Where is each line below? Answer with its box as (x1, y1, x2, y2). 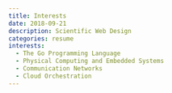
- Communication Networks (15, 65, 103, 73)
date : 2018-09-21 (8, 19, 67, 27)
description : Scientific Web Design (8, 27, 132, 35)
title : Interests (8, 11, 67, 20)
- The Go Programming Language (15, 49, 121, 57)
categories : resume (8, 34, 74, 43)
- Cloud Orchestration (15, 72, 92, 80)
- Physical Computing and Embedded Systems (15, 57, 164, 66)
